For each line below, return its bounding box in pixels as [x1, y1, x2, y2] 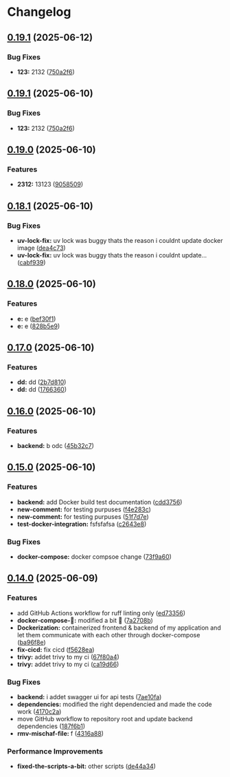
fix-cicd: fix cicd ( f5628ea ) [16, 645, 95, 654]
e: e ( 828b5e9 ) [16, 321, 60, 330]
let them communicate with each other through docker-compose [16, 630, 200, 639]
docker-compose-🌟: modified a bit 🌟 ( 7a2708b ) [16, 616, 153, 624]
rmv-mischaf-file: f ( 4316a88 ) [16, 729, 104, 737]
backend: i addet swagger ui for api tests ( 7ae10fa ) [16, 692, 162, 701]
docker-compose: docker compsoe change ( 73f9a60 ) [16, 552, 172, 561]
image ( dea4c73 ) [16, 244, 67, 252]
